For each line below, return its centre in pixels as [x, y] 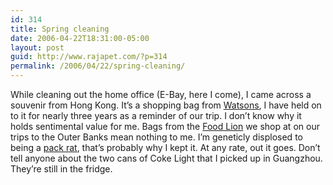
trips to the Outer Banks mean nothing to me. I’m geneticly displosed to [156, 137]
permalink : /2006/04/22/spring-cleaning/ [98, 66]
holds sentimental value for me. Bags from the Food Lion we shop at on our [165, 126]
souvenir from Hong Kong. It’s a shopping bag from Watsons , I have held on [166, 105]
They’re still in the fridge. [61, 169]
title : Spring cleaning [60, 29]
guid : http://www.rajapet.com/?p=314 [89, 57]
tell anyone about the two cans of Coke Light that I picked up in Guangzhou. [166, 158]
